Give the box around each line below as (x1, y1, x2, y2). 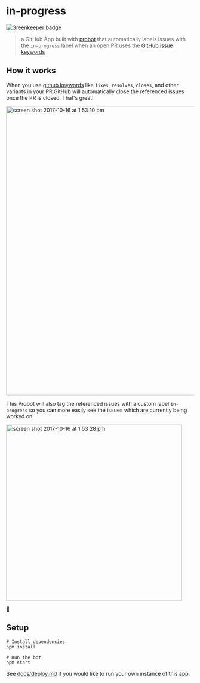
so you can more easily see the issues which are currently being (29, 406, 187, 414)
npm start (6, 659, 31, 666)
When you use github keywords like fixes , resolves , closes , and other (6, 81, 179, 88)
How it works (6, 66, 56, 76)
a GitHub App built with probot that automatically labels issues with (20, 35, 186, 42)
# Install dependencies (6, 638, 66, 645)
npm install (6, 644, 36, 650)
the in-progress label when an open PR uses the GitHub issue (20, 42, 173, 49)
